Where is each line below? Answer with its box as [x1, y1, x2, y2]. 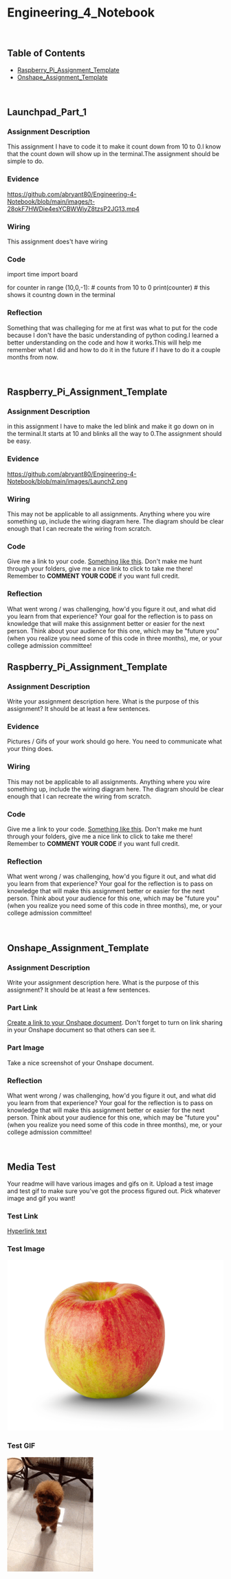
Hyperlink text [7, 1227, 47, 1235]
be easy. [7, 437, 32, 445]
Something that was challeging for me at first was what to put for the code [7, 323, 218, 331]
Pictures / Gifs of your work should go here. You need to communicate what [7, 737, 222, 745]
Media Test [7, 1161, 56, 1173]
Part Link [7, 1003, 38, 1012]
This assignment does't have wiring [7, 237, 108, 246]
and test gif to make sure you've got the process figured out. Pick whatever [7, 1186, 221, 1195]
